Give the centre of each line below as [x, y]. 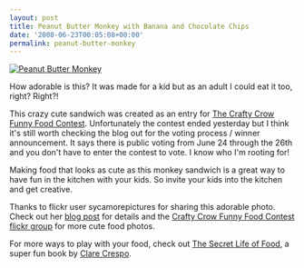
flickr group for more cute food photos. [83, 226]
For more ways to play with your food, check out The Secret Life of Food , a [149, 244]
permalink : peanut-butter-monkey [73, 43]
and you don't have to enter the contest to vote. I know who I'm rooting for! [150, 153]
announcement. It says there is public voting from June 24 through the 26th [151, 143]
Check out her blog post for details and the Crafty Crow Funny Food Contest [152, 217]
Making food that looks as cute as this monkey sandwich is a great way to [147, 170]
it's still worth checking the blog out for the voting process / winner [135, 134]
